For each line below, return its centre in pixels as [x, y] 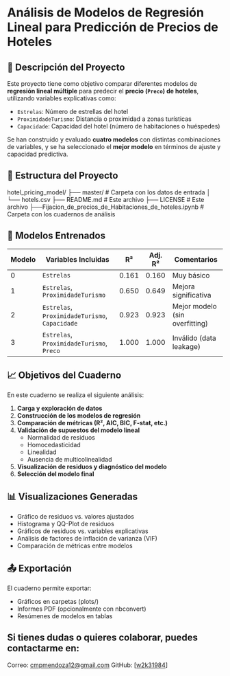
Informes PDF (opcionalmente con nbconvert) [81, 609]
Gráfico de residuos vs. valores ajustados [76, 517]
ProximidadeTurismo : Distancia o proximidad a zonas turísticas [104, 119]
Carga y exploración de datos [60, 408]
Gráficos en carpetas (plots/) [58, 602]
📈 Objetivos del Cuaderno [64, 375]
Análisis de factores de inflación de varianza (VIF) [87, 539]
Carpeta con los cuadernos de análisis [61, 214]
